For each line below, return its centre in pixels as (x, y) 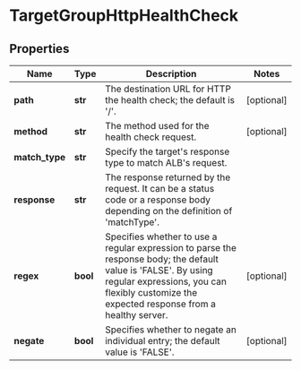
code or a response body (158, 200)
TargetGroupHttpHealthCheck (124, 16)
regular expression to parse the (171, 248)
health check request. (150, 137)
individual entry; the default (163, 341)
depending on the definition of (168, 211)
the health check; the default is (170, 100)
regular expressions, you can (165, 281)
